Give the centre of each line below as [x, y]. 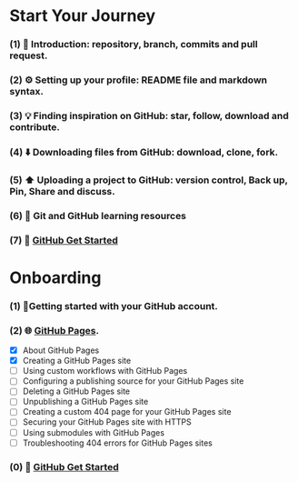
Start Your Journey [83, 16]
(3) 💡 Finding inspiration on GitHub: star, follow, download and [149, 115]
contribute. [35, 126]
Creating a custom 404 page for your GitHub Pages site [127, 412]
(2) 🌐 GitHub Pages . [55, 330]
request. [29, 55]
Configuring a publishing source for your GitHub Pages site [133, 381]
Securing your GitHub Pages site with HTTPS [107, 422]
